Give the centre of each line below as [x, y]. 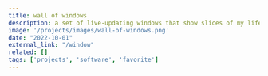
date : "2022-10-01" [41, 38]
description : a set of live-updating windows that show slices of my [126, 23]
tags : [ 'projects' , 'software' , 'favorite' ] [83, 60]
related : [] [28, 52]
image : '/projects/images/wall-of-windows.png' [89, 30]
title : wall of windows [48, 15]
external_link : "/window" [51, 45]
